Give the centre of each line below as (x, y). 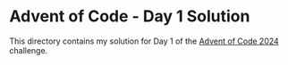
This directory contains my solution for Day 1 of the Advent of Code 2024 (144, 41)
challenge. (29, 50)
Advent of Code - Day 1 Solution (130, 16)
